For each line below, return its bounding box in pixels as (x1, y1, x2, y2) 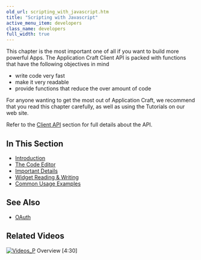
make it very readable (14, 79, 69, 86)
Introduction (14, 154, 46, 161)
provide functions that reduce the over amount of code (14, 85, 152, 92)
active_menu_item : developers (6, 20, 82, 26)
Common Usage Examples (14, 180, 81, 187)
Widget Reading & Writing (14, 173, 79, 181)
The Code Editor (14, 161, 56, 168)
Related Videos (6, 231, 64, 241)
